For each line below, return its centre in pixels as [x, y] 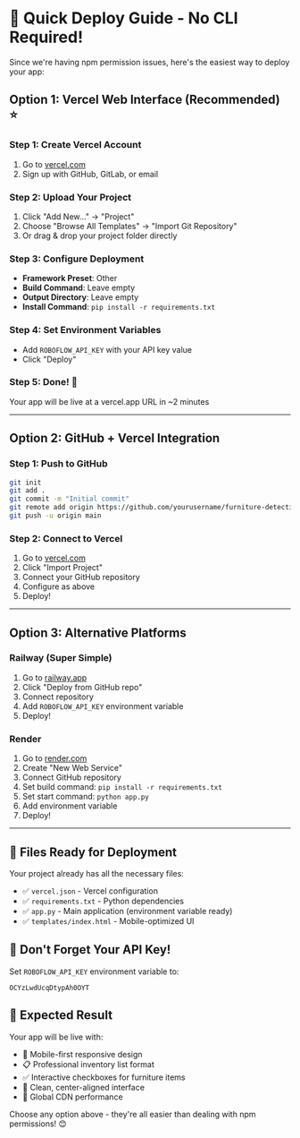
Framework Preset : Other [70, 278]
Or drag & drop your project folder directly [100, 235]
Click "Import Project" [62, 568]
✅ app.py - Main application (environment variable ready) [127, 911]
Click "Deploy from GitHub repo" [82, 687]
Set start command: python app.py [86, 797]
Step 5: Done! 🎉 [43, 382]
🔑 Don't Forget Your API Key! [90, 950]
